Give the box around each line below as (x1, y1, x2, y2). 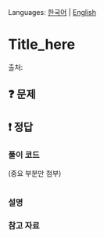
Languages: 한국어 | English (8, 8, 96, 16)
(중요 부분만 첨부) (8, 169, 62, 178)
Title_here (8, 35, 76, 53)
